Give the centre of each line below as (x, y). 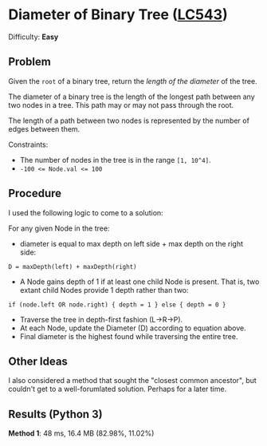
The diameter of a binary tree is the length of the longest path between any (132, 97)
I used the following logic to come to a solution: (86, 212)
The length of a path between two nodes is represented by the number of (129, 120)
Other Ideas (38, 361)
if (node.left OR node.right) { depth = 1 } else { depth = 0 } (117, 305)
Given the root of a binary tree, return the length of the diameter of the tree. (133, 81)
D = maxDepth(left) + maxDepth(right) (73, 266)
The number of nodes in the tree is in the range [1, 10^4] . (115, 160)
